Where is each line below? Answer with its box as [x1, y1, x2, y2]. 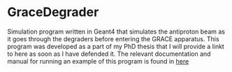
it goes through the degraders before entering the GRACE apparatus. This [7, 34, 219, 43]
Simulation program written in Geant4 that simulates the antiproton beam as [7, 27, 226, 36]
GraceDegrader [7, 4, 99, 20]
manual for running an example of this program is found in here [7, 57, 189, 65]
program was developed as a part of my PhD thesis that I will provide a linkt [7, 42, 225, 50]
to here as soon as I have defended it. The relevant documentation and [7, 50, 211, 58]
